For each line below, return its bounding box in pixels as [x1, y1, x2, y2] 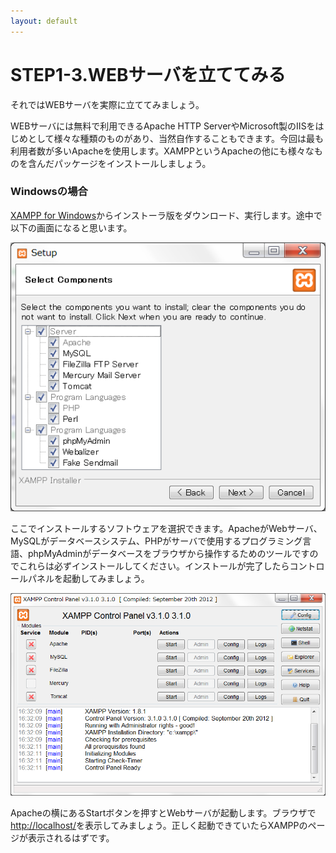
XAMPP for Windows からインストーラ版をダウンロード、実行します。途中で [10, 209, 323, 221]
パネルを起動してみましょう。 [27, 572, 150, 584]
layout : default [10, 16, 78, 26]
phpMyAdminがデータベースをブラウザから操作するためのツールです [27, 547, 310, 559]
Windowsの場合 [10, 185, 88, 199]
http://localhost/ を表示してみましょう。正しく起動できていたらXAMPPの [10, 820, 308, 832]
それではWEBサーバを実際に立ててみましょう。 [10, 98, 205, 110]
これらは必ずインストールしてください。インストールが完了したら [18, 560, 290, 572]
